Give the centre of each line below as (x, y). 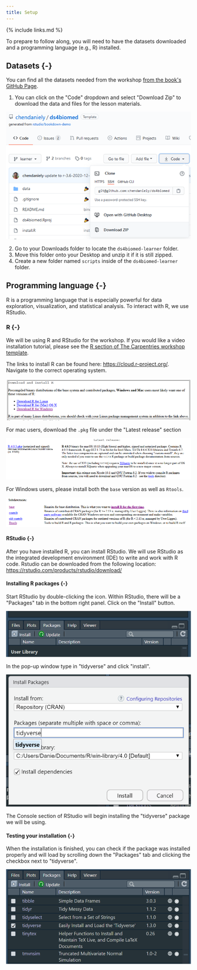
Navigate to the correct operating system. (57, 370)
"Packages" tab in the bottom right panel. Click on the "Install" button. (91, 603)
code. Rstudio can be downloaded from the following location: (81, 564)
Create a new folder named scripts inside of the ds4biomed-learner (96, 261)
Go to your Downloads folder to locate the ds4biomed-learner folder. (96, 248)
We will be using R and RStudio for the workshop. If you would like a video (96, 340)
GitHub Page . (22, 86)
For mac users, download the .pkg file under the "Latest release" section (94, 430)
